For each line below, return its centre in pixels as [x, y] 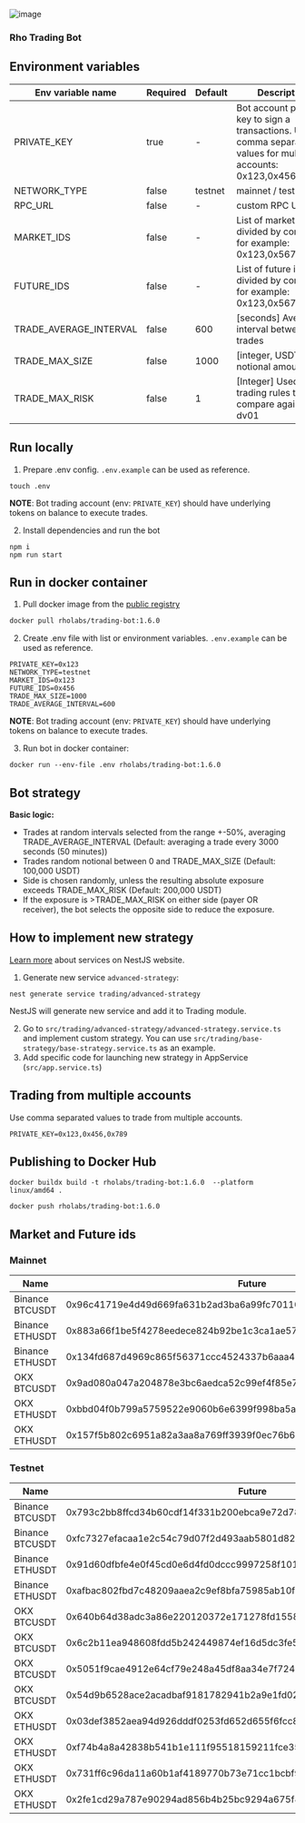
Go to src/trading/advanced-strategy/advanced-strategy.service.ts [152, 1028]
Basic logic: [32, 815]
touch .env [30, 486]
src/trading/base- [228, 1039]
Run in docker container [79, 582]
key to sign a [263, 119]
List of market [266, 220]
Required [167, 93]
